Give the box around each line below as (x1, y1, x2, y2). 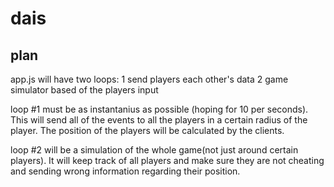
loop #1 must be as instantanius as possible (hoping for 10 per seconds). (10, 103, 309, 115)
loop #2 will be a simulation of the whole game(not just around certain (10, 144, 299, 156)
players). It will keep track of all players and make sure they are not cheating (10, 155, 325, 166)
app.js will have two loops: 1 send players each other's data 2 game (10, 73, 289, 85)
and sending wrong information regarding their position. (10, 165, 241, 177)
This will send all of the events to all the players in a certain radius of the (10, 114, 308, 126)
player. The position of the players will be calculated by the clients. (10, 125, 285, 136)
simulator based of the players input (10, 84, 159, 96)
